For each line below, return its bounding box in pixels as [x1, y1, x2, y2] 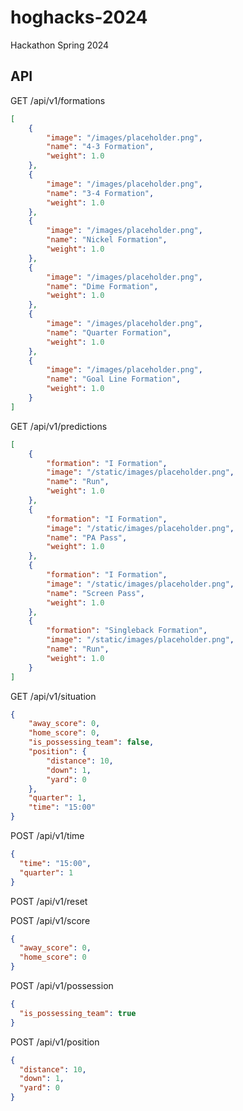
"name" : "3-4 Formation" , [46, 188, 155, 198]
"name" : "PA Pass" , [46, 532, 128, 543]
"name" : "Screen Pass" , [46, 588, 145, 598]
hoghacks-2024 [10, 6, 148, 29]
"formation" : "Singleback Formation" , [46, 626, 208, 636]
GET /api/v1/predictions [10, 420, 108, 432]
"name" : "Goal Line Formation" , [46, 374, 182, 385]
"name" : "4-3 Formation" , [46, 142, 155, 152]
